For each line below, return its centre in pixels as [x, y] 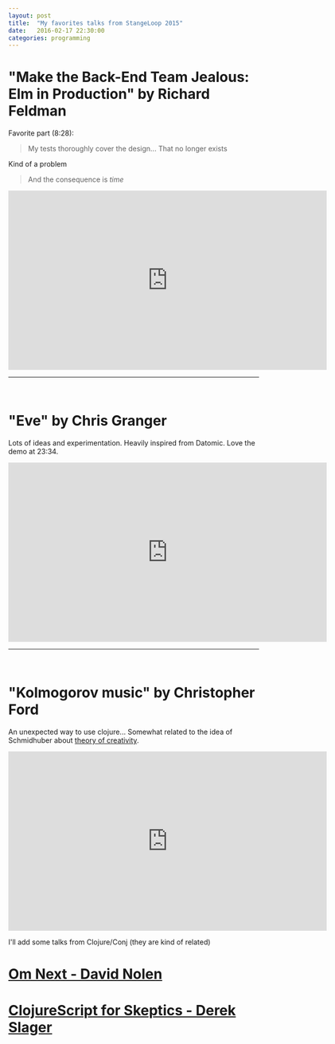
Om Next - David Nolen [86, 974]
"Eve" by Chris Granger [88, 421]
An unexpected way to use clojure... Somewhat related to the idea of [121, 732]
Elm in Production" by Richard [109, 94]
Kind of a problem [38, 164]
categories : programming [49, 38]
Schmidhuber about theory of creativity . [74, 740]
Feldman [37, 111]
